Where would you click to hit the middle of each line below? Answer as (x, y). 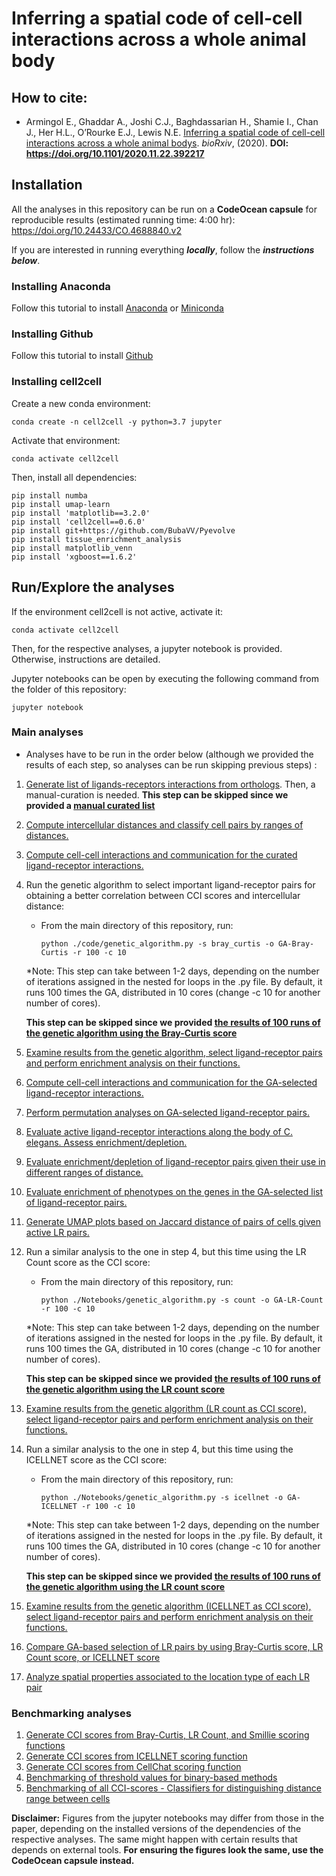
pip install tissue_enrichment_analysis (97, 539)
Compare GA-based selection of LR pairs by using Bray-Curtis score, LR (174, 1646)
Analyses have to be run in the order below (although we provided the (169, 754)
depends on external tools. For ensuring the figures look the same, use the (167, 1850)
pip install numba (49, 495)
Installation (47, 185)
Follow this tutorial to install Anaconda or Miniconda (117, 308)
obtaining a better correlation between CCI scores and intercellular (163, 895)
